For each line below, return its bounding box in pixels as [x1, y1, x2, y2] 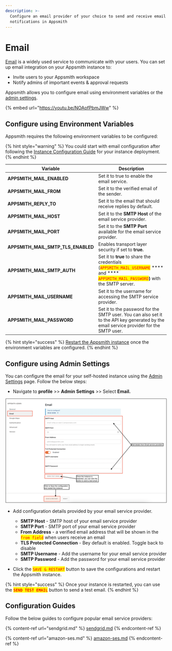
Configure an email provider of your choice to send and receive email [10, 13, 166, 19]
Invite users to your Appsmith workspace [12, 74, 100, 80]
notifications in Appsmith [10, 19, 68, 24]
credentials [98, 259, 122, 265]
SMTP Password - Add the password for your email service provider [20, 556, 165, 562]
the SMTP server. [98, 281, 135, 287]
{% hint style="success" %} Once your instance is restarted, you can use [5, 581, 160, 587]
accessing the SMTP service [98, 293, 159, 300]
